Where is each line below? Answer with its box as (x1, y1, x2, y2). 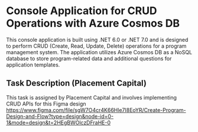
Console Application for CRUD (6, 4, 158, 18)
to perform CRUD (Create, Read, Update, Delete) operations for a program (6, 42, 187, 49)
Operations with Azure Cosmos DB (6, 16, 180, 30)
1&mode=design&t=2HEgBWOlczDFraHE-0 (6, 119, 111, 126)
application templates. (6, 61, 60, 68)
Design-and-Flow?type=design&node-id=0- (6, 113, 114, 120)
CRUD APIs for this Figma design (6, 100, 87, 107)
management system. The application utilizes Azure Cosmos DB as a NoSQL (6, 48, 193, 55)
